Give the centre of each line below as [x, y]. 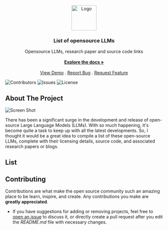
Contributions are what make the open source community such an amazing [82, 191]
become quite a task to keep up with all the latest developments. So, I [77, 130]
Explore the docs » [84, 62]
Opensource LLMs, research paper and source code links [84, 51]
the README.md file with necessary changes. [59, 222]
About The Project [34, 98]
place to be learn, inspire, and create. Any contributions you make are [77, 196]
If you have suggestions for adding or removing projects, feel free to [83, 211]
